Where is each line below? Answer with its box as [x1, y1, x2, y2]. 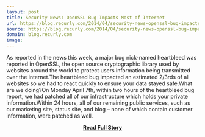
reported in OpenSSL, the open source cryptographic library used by [6, 60, 179, 68]
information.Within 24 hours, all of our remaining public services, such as [6, 99, 190, 107]
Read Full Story [82, 124, 123, 131]
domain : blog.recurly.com [6, 32, 72, 38]
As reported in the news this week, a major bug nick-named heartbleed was [6, 54, 197, 61]
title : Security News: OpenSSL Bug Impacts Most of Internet [6, 15, 165, 21]
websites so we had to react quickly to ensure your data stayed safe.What [6, 80, 193, 87]
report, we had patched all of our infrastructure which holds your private [6, 93, 188, 100]
